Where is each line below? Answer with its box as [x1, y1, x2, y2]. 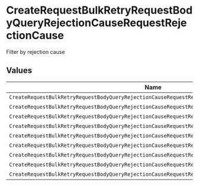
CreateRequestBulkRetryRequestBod [6, 4, 193, 17]
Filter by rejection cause [6, 48, 65, 55]
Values [6, 66, 33, 76]
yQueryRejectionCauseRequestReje [6, 16, 187, 30]
